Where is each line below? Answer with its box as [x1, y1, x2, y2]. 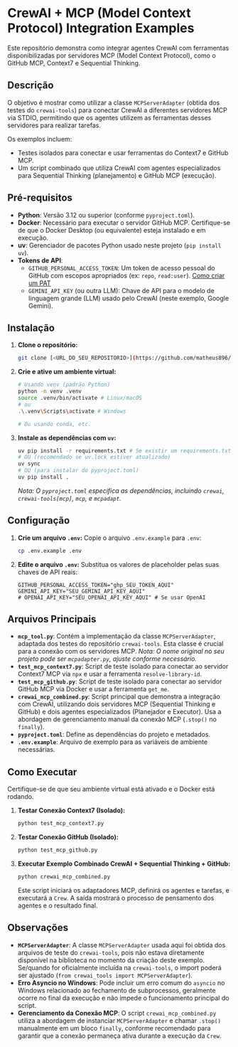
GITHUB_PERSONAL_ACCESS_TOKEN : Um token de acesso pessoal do [28, 263, 215, 272]
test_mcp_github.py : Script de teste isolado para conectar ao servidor [17, 677, 222, 686]
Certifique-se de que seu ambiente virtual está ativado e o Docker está [7, 785, 215, 794]
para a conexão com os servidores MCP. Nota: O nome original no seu [17, 647, 225, 656]
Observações [7, 922, 69, 934]
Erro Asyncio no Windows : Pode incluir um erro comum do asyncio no [17, 978, 225, 987]
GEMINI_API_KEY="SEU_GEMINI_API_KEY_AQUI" [17, 588, 146, 595]
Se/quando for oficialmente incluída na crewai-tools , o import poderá [17, 963, 222, 972]
